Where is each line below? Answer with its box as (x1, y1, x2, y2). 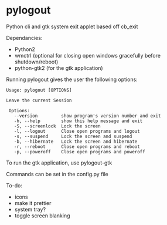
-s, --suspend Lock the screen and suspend (13, 133, 132, 139)
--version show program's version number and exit (13, 113, 161, 119)
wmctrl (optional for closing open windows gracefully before (14, 52, 161, 59)
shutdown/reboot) (14, 58, 59, 65)
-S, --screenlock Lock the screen (13, 123, 101, 129)
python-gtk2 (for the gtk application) (14, 64, 104, 71)
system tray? (14, 206, 46, 213)
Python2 (14, 45, 35, 53)
